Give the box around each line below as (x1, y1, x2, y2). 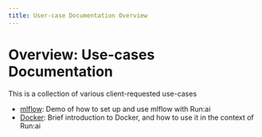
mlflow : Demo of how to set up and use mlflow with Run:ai (19, 104, 211, 113)
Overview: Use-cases (8, 45, 155, 63)
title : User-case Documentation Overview (8, 11, 148, 20)
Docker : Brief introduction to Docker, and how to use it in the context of (19, 112, 255, 122)
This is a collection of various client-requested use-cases (8, 89, 197, 98)
